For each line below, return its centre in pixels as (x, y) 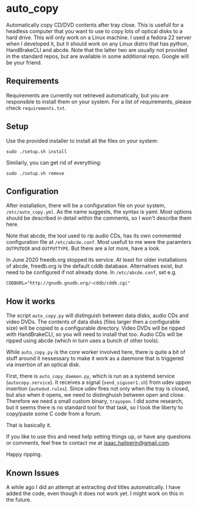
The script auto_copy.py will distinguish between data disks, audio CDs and (97, 315)
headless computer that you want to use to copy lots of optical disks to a (94, 31)
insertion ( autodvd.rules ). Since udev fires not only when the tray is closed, (98, 389)
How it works (31, 301)
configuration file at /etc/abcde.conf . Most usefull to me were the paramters (99, 242)
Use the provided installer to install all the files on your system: (82, 141)
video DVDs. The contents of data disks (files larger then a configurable (93, 322)
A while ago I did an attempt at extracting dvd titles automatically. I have (93, 487)
